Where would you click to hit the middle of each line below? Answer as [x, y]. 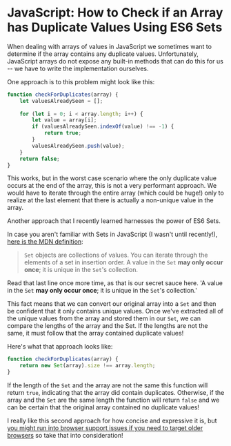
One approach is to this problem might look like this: [81, 81]
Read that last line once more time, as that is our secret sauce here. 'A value [115, 283]
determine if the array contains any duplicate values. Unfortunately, [103, 54]
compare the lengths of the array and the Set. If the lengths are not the [108, 326]
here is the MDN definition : [46, 242]
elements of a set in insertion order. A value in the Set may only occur [123, 262]
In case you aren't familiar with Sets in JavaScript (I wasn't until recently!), [112, 234]
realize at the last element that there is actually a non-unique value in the [110, 200]
